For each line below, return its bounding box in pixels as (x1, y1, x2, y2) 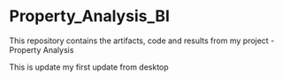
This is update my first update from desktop (9, 62, 170, 72)
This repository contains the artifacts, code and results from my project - (9, 35, 275, 46)
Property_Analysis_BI (9, 6, 171, 26)
